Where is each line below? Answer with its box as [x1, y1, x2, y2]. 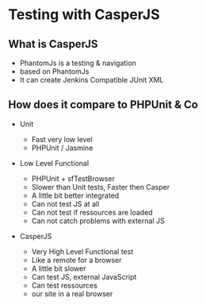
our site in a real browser [31, 288, 113, 299]
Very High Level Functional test [31, 246, 134, 256]
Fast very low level [31, 134, 93, 144]
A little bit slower [31, 264, 86, 273]
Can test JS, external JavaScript [31, 272, 137, 281]
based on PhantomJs [19, 67, 90, 76]
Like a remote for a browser [31, 255, 122, 264]
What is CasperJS [8, 37, 98, 51]
